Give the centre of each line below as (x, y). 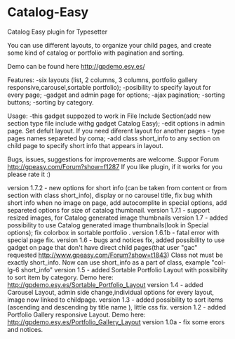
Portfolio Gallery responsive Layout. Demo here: (76, 314)
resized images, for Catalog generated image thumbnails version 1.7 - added (117, 218)
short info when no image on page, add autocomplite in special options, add (117, 202)
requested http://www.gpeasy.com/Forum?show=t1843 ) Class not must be (115, 255)
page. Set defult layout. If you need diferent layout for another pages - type (116, 131)
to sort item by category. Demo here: (60, 277)
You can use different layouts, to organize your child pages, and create (109, 45)
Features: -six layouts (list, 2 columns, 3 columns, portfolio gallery (102, 80)
